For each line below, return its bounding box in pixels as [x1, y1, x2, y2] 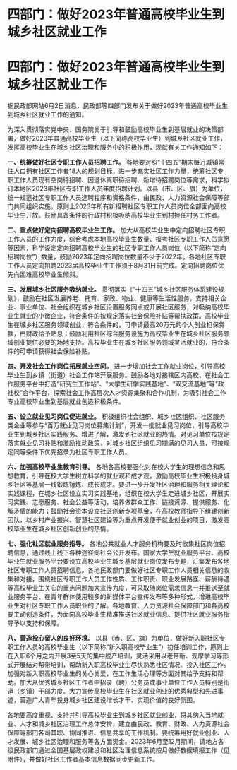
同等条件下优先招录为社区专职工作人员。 [13, 448, 131, 456]
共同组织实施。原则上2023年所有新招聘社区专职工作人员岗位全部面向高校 [13, 202, 227, 211]
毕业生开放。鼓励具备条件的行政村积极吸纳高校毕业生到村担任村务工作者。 [7, 211, 224, 220]
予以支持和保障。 [13, 619, 63, 627]
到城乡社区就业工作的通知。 [7, 110, 88, 119]
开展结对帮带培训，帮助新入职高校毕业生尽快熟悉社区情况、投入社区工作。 [13, 661, 230, 669]
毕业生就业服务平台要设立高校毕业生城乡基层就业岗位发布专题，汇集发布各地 [7, 557, 230, 566]
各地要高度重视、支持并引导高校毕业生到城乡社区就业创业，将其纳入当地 [7, 711, 217, 719]
